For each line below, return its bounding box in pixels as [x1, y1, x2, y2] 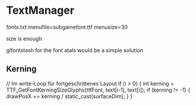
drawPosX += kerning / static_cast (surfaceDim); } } [6, 92, 133, 99]
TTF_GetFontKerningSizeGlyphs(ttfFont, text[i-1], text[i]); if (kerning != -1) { [6, 86, 191, 93]
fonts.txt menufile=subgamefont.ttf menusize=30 [6, 23, 128, 31]
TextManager [6, 4, 75, 17]
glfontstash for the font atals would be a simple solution [6, 46, 144, 54]
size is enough [6, 35, 43, 42]
